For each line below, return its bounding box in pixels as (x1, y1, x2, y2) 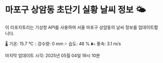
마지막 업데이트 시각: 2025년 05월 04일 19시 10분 (5, 52, 100, 58)
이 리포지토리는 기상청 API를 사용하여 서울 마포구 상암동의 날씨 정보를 (5, 24, 138, 30)
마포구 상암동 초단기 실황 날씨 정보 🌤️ (5, 4, 146, 16)
